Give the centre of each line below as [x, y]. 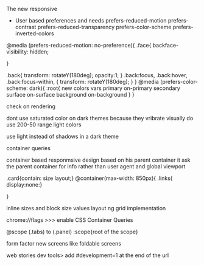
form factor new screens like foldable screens [64, 243]
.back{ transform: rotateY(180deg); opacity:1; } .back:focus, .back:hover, [97, 75]
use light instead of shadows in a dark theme [63, 136]
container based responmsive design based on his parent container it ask [98, 160]
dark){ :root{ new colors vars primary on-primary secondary [105, 88]
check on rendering [31, 106]
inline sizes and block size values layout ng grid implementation [86, 208]
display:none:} [24, 184]
